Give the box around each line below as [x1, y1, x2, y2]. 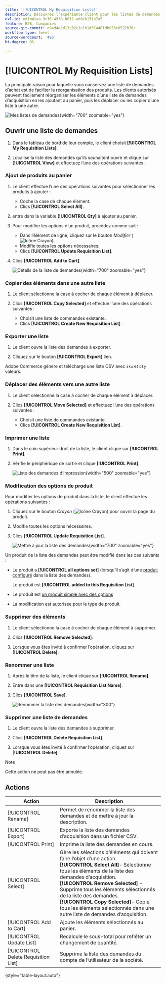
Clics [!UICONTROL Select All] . [19, 204, 84, 209]
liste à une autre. [5, 103, 40, 108]
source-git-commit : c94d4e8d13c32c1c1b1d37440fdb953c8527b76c [5, 26, 136, 31]
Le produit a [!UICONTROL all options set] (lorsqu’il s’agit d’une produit [12, 567, 158, 573]
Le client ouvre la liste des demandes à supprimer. [12, 725, 115, 731]
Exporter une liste [5, 333, 49, 340]
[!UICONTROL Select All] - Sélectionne [60, 861, 152, 868]
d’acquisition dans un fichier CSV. [60, 832, 138, 839]
